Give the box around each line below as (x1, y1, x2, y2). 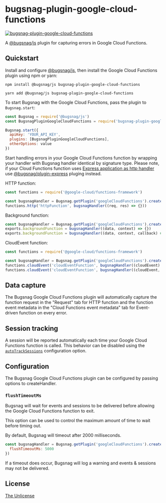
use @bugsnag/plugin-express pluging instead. (5, 170, 102, 176)
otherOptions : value (9, 142, 52, 147)
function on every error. (19, 310, 68, 316)
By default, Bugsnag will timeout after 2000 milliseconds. (5, 432, 122, 438)
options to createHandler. (5, 381, 57, 387)
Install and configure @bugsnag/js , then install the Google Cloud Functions (5, 67, 158, 73)
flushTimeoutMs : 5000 (9, 447, 54, 452)
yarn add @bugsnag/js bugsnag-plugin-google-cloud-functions (5, 90, 134, 96)
